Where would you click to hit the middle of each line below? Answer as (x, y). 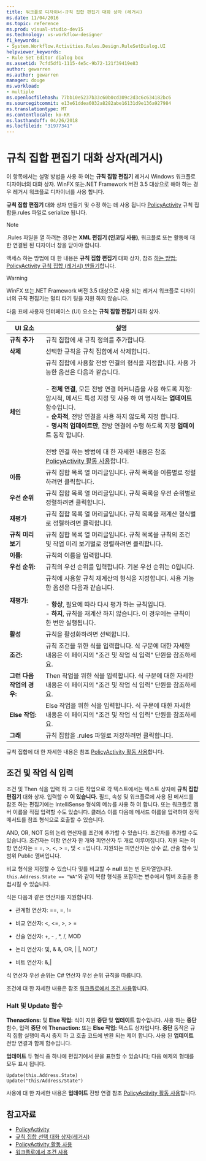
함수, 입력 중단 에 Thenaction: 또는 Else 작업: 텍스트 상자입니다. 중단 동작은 (97, 1028)
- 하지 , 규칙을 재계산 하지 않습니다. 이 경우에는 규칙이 (118, 614)
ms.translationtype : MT (37, 109)
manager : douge (26, 80)
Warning (17, 278)
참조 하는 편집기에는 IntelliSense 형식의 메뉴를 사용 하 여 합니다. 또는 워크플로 (99, 804)
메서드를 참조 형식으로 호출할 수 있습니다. (55, 819)
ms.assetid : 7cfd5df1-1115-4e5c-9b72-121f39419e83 (72, 63)
